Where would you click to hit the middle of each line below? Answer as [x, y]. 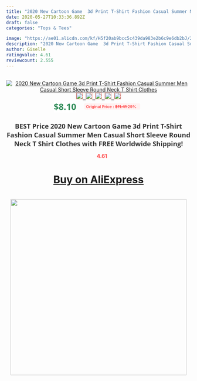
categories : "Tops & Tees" [39, 28]
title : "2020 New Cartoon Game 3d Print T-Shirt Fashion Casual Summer [97, 11]
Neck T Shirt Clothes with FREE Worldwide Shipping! [98, 144]
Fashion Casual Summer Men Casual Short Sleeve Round [98, 135]
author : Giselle [26, 50]
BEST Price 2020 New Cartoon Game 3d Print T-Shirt [98, 126]
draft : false [22, 22]
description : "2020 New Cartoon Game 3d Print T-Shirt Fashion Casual [95, 44]
